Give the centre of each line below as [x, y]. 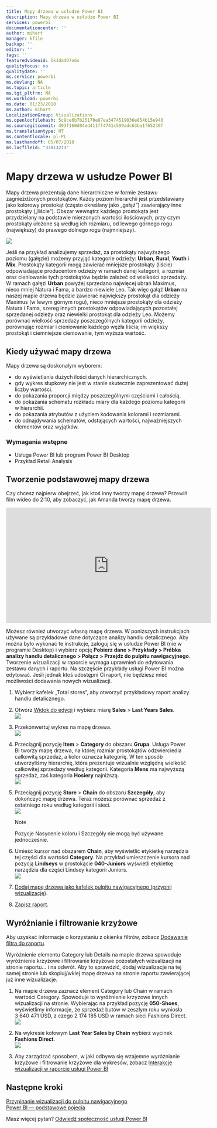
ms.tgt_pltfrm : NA [28, 93]
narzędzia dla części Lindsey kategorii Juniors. [71, 870]
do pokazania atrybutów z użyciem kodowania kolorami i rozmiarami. [98, 414]
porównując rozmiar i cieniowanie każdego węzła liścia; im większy [87, 327]
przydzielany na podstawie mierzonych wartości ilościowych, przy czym [93, 218]
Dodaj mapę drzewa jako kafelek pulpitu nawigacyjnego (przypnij [93, 887]
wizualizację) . [31, 893]
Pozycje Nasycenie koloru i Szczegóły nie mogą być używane [89, 834]
